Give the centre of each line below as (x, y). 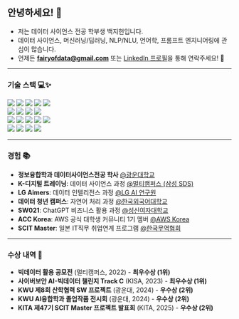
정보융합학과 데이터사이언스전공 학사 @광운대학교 (86, 175)
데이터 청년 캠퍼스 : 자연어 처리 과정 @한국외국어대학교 (92, 202)
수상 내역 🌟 (25, 255)
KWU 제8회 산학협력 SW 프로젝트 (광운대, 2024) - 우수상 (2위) (105, 290)
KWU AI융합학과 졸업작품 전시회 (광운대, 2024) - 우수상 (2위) (103, 298)
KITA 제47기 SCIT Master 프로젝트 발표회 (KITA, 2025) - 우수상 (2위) (115, 308)
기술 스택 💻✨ (30, 85)
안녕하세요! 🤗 (35, 13)
